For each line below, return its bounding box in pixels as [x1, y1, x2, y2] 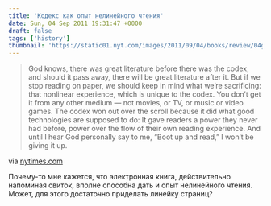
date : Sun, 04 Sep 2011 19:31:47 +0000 [8, 19, 143, 27]
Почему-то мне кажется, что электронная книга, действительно [8, 172, 231, 182]
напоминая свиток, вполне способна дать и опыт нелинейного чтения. [8, 180, 252, 190]
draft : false [8, 27, 52, 35]
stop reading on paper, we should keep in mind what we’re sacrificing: [27, 81, 262, 91]
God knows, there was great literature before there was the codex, [27, 64, 249, 73]
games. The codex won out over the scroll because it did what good [27, 106, 255, 117]
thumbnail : [8, 42, 45, 50]
